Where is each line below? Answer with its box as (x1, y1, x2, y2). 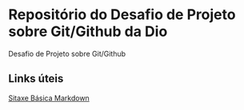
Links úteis (8, 72, 64, 85)
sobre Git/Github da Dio (8, 22, 168, 41)
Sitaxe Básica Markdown (8, 93, 90, 103)
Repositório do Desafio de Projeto (8, 6, 236, 24)
